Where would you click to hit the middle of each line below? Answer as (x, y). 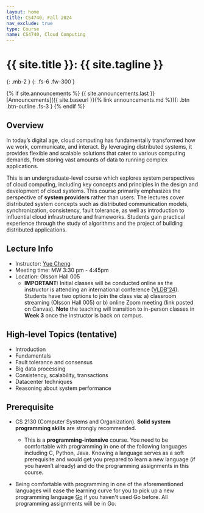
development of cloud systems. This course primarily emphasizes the (93, 191)
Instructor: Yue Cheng (43, 263)
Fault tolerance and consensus (54, 362)
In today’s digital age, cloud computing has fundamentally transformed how (101, 140)
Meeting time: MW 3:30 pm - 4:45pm (62, 270)
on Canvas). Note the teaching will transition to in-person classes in (109, 309)
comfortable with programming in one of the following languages (106, 447)
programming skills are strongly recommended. (76, 428)
